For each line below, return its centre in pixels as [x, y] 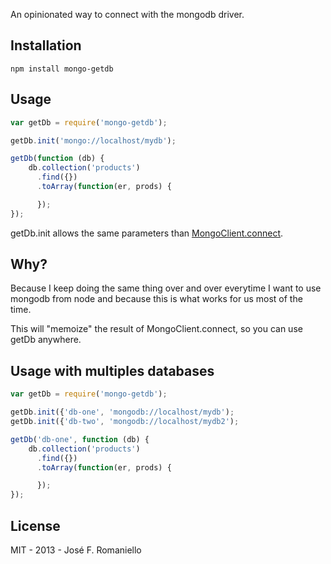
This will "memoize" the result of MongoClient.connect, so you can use [156, 329]
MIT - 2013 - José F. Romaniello [76, 550]
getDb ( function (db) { [57, 159]
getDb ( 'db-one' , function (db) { [80, 439]
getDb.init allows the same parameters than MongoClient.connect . [147, 233]
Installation [46, 45]
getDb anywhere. [46, 340]
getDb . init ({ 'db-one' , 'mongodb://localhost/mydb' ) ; [122, 412]
